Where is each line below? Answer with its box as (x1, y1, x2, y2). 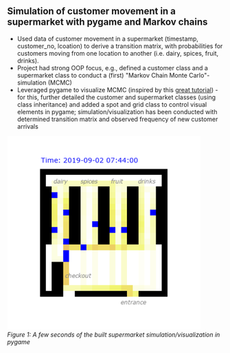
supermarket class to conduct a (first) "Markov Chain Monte (16, 71, 187, 79)
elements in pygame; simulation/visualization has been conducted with (16, 107, 218, 116)
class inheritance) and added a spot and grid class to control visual (16, 100, 207, 109)
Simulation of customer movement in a (7, 6, 176, 17)
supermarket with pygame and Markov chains (7, 17, 208, 28)
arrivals (16, 122, 39, 130)
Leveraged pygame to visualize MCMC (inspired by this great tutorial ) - (16, 85, 218, 94)
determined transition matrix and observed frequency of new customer (16, 115, 218, 123)
